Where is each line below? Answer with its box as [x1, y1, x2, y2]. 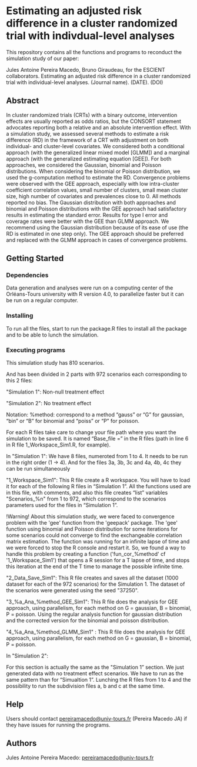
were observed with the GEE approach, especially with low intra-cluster [6, 180, 179, 187]
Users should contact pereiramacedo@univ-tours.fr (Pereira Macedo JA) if [6, 715, 187, 722]
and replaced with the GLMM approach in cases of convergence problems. [6, 236, 188, 244]
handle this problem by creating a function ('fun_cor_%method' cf [6, 551, 166, 558]
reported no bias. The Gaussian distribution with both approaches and [6, 199, 176, 206]
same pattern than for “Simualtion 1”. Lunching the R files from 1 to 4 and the [6, 676, 191, 683]
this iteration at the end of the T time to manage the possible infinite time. [6, 563, 184, 570]
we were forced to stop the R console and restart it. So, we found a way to [6, 544, 186, 551]
